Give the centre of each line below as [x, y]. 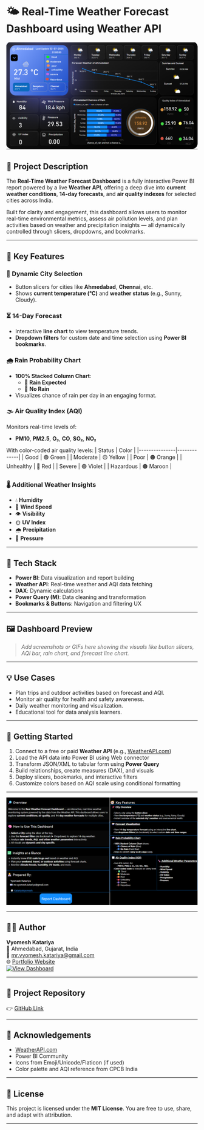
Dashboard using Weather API [84, 29]
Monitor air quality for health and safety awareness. [80, 699]
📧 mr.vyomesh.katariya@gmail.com [51, 955]
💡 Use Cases [31, 678]
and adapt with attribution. [39, 1115]
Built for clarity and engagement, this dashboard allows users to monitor [97, 212]
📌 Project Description [47, 167]
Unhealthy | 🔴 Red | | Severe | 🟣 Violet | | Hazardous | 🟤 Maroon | [89, 466]
